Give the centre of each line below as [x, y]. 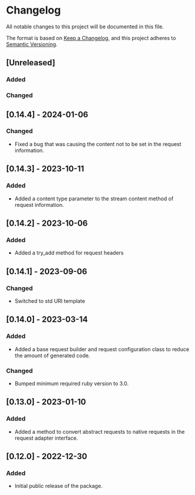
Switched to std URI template [50, 301]
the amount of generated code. [52, 355]
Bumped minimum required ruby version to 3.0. [72, 383]
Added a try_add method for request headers [69, 253]
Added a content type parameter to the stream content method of [94, 199]
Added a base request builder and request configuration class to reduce [102, 349]
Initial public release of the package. [58, 486]
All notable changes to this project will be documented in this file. [85, 27]
